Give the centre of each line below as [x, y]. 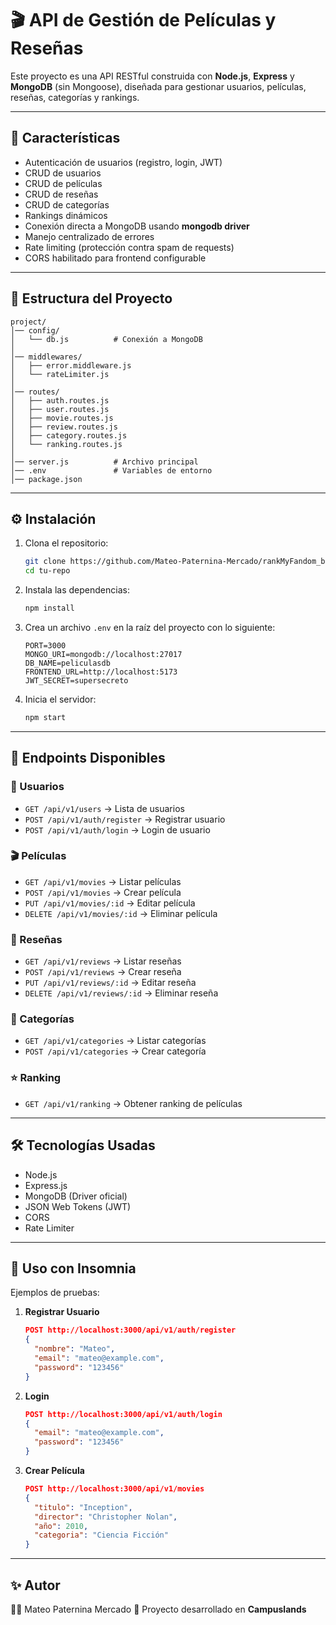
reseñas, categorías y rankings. [75, 97]
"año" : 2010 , [61, 1526]
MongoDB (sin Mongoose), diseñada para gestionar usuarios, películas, [158, 86]
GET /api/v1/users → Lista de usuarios [104, 808]
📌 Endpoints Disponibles [88, 758]
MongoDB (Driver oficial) [76, 1196]
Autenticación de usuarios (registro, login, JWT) [123, 162]
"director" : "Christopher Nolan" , [106, 1517]
